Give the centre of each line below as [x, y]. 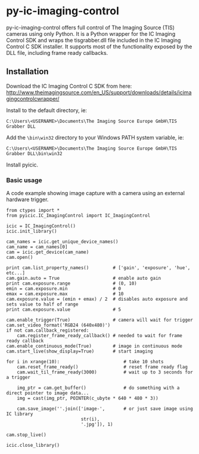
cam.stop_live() [26, 435]
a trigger [18, 378]
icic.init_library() [32, 231]
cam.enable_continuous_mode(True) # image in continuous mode [94, 346]
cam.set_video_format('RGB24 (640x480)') [58, 325]
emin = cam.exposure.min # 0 [63, 289]
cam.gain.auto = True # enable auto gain [84, 279]
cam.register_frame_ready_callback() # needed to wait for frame [100, 336]
